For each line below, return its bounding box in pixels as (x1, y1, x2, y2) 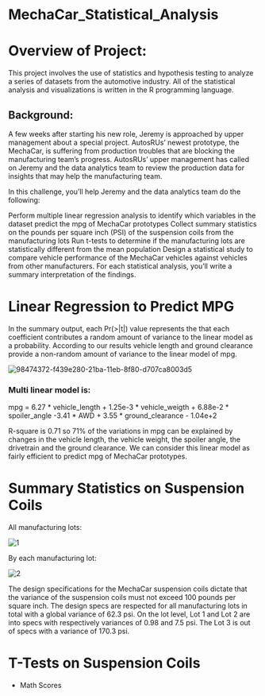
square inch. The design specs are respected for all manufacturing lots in (8, 601, 248, 611)
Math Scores (19, 681, 62, 690)
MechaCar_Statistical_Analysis (8, 6, 219, 24)
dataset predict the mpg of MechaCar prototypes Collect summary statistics (8, 218, 258, 228)
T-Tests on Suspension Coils (8, 654, 201, 672)
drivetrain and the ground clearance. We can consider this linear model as (8, 443, 250, 453)
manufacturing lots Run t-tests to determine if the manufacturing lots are (8, 236, 246, 246)
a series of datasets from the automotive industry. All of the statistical (8, 77, 236, 87)
